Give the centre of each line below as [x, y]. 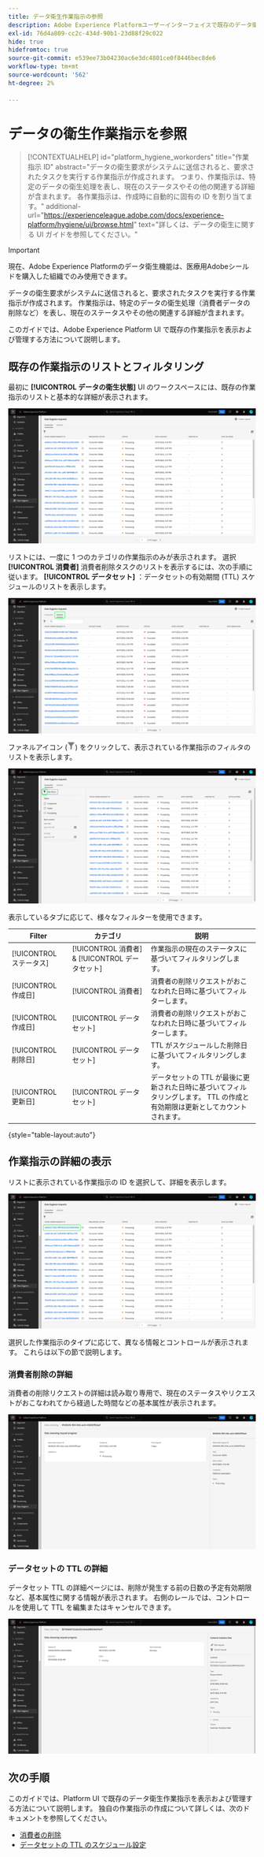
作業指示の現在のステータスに [199, 949]
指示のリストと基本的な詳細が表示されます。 [80, 397]
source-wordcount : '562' [49, 75]
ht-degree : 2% [31, 83]
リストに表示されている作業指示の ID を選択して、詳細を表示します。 [119, 1182]
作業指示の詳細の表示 [60, 1161]
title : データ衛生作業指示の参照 [56, 17]
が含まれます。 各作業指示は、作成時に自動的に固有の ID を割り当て [136, 196]
